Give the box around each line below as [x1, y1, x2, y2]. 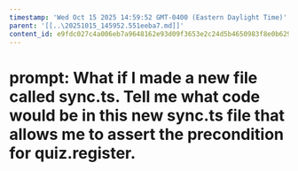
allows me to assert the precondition [9, 124, 284, 144]
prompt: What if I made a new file [9, 67, 258, 88]
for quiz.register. [9, 143, 136, 163]
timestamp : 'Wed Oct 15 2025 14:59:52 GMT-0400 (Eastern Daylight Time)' [9, 12, 288, 22]
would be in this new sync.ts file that [9, 105, 286, 125]
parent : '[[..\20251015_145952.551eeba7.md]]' [9, 21, 184, 30]
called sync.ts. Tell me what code [9, 86, 260, 106]
